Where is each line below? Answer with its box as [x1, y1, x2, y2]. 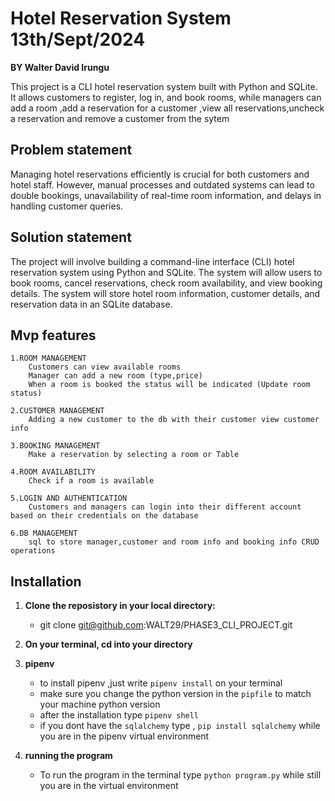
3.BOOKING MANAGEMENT [10, 441, 101, 451]
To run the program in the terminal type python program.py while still [39, 769, 322, 781]
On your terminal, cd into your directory [24, 638, 193, 651]
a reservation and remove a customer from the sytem [10, 112, 230, 124]
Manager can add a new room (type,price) [28, 371, 203, 381]
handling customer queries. [10, 200, 124, 212]
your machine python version [39, 698, 161, 711]
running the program [24, 750, 113, 762]
